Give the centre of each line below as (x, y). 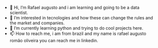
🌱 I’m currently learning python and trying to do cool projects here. (76, 28)
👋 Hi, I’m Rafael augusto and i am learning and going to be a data (74, 8)
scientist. (19, 13)
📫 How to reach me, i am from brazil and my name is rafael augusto (78, 33)
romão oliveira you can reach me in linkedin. (54, 40)
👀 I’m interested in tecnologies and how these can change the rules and (81, 18)
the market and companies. (37, 23)
